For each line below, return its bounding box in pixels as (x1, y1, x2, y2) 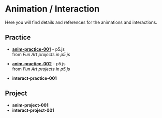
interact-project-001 (12, 107, 55, 113)
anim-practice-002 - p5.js (12, 60, 66, 66)
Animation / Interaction (5, 3, 100, 15)
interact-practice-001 (12, 75, 57, 81)
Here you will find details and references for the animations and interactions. (5, 19, 157, 25)
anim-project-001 (12, 102, 49, 108)
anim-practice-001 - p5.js (12, 46, 65, 52)
